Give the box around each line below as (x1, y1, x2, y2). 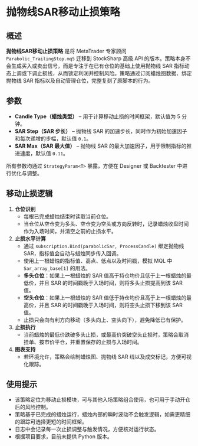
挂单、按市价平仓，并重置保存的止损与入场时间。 (23, 338, 143, 346)
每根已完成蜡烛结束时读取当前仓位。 (23, 213, 112, 220)
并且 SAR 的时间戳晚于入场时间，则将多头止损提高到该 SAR (39, 279, 183, 287)
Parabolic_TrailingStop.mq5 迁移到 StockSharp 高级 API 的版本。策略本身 (6, 55, 186, 62)
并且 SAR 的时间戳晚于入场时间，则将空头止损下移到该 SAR (39, 301, 183, 308)
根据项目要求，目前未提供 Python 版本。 (14, 433, 113, 440)
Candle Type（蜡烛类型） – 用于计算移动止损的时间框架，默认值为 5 (14, 113, 181, 120)
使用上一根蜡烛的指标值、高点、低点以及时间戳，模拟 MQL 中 (23, 257, 173, 264)
